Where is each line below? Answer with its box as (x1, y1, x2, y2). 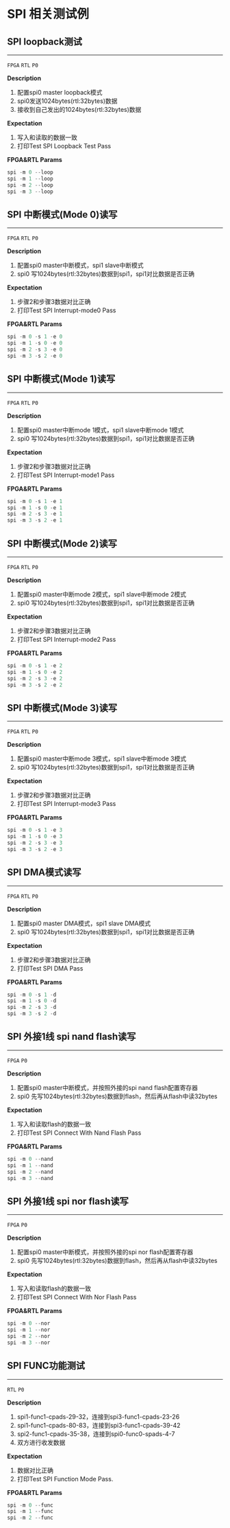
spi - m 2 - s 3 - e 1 (7, 511, 63, 518)
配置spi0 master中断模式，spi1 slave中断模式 (16, 262, 144, 270)
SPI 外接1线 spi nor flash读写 (7, 1195, 129, 1207)
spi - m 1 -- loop (7, 175, 53, 182)
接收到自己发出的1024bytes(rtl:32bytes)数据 (16, 106, 142, 113)
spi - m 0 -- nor (7, 1320, 51, 1327)
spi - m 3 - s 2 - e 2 (7, 681, 63, 688)
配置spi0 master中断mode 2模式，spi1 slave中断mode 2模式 (16, 590, 187, 598)
